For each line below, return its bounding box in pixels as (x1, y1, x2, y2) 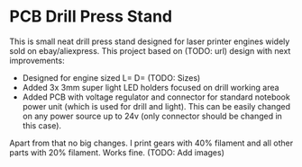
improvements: (9, 55, 65, 66)
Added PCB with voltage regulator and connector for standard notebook (22, 92, 290, 102)
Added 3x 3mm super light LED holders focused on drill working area (22, 82, 279, 92)
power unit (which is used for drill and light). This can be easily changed (22, 101, 291, 111)
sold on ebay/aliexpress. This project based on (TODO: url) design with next (9, 45, 291, 56)
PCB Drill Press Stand (9, 6, 173, 27)
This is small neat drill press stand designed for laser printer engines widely (9, 36, 290, 47)
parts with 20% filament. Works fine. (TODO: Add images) (9, 146, 225, 158)
